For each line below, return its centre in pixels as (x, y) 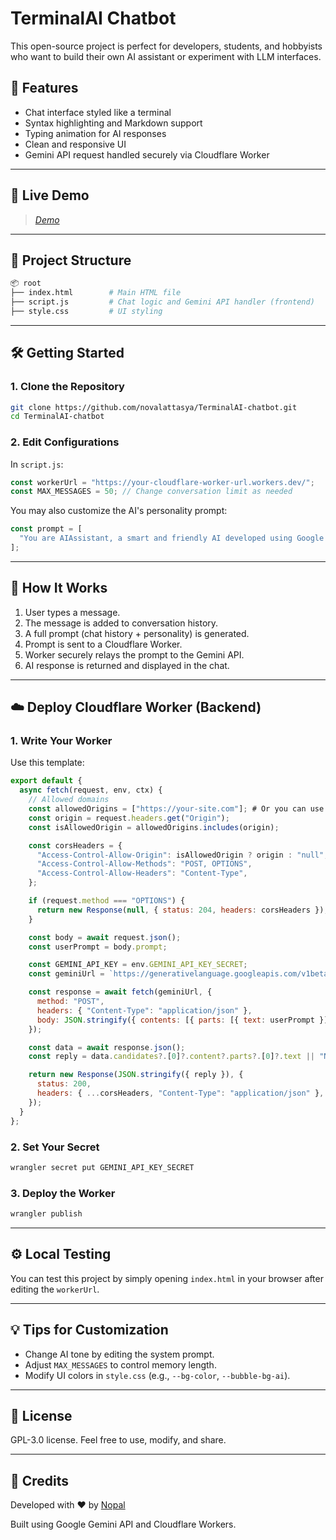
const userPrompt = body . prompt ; (98, 947)
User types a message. (72, 612)
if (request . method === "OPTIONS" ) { (107, 901)
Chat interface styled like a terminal (98, 112)
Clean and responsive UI (75, 144)
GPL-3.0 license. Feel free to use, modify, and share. (118, 1440)
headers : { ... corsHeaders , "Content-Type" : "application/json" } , (180, 1093)
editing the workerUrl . (55, 1289)
